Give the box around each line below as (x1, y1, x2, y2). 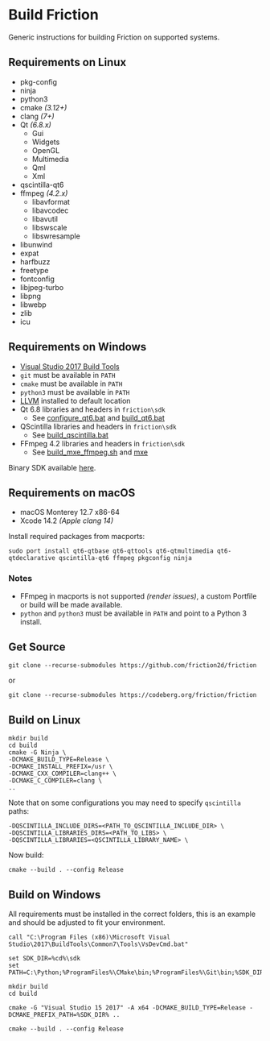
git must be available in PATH (19, 370, 116, 379)
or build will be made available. (19, 599, 123, 609)
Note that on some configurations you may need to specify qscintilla (8, 798, 241, 807)
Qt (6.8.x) (19, 119, 52, 130)
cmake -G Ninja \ (8, 749, 67, 757)
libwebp (19, 300, 47, 309)
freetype (19, 265, 49, 275)
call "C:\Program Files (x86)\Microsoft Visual (8, 933, 171, 942)
